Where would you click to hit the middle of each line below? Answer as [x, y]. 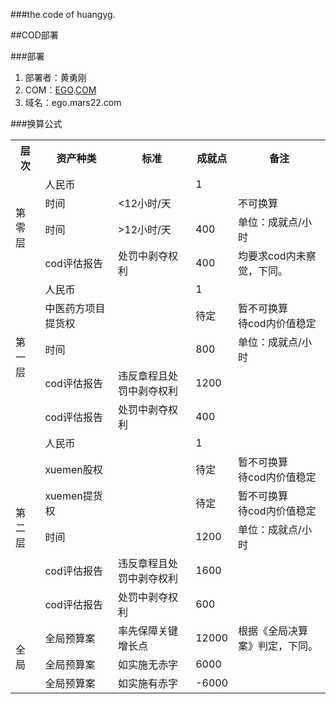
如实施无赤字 [147, 664]
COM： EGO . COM [60, 90]
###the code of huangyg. [63, 14]
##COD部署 [34, 35]
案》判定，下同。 [278, 646]
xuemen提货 [73, 496]
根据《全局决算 [273, 631]
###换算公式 [36, 123]
